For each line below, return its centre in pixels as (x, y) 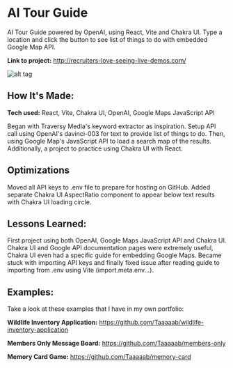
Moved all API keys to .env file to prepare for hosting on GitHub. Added (109, 187)
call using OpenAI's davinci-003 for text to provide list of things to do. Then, (116, 133)
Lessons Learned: (47, 223)
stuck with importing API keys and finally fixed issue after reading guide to (114, 263)
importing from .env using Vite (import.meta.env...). (81, 270)
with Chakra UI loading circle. (49, 202)
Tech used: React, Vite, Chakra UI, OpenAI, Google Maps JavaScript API (111, 112)
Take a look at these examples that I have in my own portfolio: (96, 309)
